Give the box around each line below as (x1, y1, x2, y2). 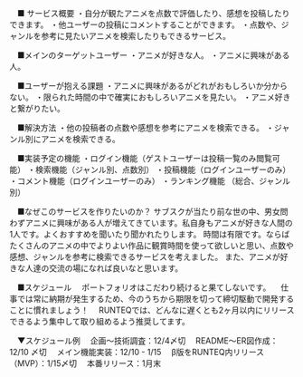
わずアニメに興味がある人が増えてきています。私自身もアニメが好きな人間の (9, 217, 293, 228)
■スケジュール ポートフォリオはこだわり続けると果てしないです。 (16, 282, 271, 293)
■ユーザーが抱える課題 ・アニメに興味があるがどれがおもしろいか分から (16, 81, 288, 91)
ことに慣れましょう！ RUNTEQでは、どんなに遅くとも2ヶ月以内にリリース (9, 304, 295, 315)
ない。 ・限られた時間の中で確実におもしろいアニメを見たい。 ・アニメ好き (9, 92, 291, 102)
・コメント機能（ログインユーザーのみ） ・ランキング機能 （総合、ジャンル (9, 176, 291, 186)
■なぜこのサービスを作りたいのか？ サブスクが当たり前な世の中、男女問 (16, 207, 289, 217)
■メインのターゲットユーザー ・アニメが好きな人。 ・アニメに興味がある (16, 50, 290, 61)
